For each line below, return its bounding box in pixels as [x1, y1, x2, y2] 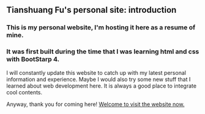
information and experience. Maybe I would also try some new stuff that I [6, 75, 191, 83]
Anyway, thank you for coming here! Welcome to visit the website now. [6, 101, 185, 108]
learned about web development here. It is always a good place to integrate [6, 82, 197, 89]
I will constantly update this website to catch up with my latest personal [6, 69, 187, 76]
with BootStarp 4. [6, 55, 60, 64]
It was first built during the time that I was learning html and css [6, 47, 199, 56]
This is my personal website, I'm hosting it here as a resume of [6, 23, 196, 32]
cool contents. [6, 88, 43, 96]
